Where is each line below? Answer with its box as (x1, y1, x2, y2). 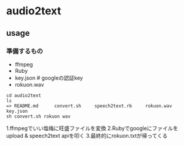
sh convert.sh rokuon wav (6, 113, 70, 119)
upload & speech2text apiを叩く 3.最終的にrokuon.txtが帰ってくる (6, 132, 168, 139)
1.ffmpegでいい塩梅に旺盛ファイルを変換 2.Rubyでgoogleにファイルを (6, 124, 179, 132)
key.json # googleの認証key (14, 74, 84, 81)
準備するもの (6, 47, 44, 55)
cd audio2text (6, 92, 42, 98)
